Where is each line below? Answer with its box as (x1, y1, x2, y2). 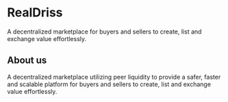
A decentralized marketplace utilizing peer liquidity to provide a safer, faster (7, 73, 221, 81)
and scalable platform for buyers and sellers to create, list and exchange (7, 80, 211, 88)
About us (7, 55, 47, 66)
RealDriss (7, 5, 63, 21)
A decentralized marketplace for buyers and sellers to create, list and (7, 27, 202, 36)
